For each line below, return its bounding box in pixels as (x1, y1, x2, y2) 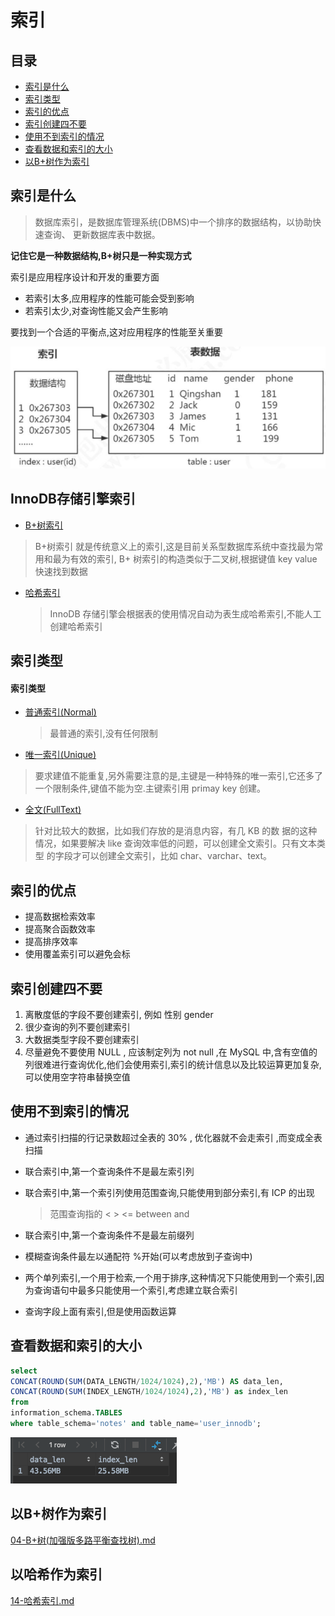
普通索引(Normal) (24, 706, 97, 718)
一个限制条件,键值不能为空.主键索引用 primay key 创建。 (34, 782, 266, 795)
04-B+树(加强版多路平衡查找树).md (10, 1534, 156, 1546)
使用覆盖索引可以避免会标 (24, 948, 131, 960)
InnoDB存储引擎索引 (10, 491, 136, 508)
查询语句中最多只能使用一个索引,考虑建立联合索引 (33, 1284, 238, 1296)
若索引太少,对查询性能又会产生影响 (24, 304, 168, 316)
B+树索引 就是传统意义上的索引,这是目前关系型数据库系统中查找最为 (34, 540, 315, 552)
